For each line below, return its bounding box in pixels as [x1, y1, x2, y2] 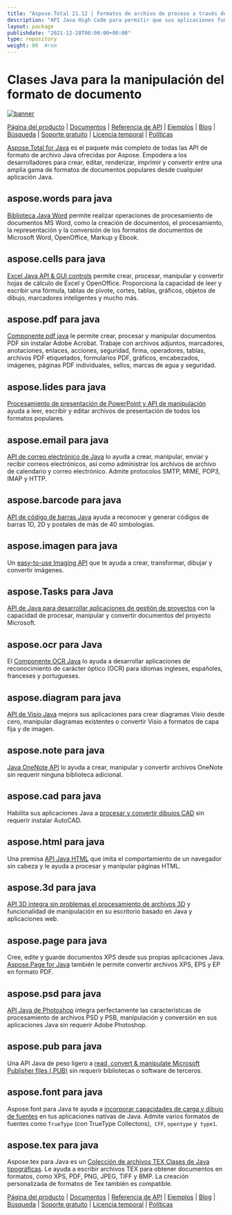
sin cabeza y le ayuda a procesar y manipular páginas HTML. [7, 862, 181, 870]
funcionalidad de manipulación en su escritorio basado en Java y [7, 907, 193, 915]
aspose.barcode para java [7, 494, 122, 506]
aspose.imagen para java [7, 540, 118, 552]
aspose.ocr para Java [7, 639, 102, 650]
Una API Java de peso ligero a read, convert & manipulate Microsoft [7, 1059, 200, 1067]
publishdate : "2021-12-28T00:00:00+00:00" [7, 29, 131, 37]
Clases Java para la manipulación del [7, 72, 224, 88]
